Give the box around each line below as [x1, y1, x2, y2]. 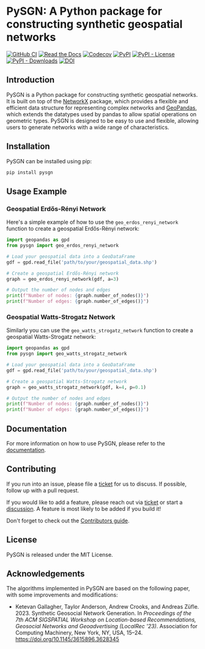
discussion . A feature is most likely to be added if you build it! [6, 505, 161, 512]
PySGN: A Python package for [6, 4, 162, 18]
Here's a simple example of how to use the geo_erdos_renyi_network [6, 218, 179, 226]
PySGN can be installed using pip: [6, 157, 92, 165]
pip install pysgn [6, 169, 53, 176]
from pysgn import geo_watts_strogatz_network [6, 350, 127, 357]
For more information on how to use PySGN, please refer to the [6, 439, 165, 447]
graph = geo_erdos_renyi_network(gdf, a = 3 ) [6, 276, 119, 282]
